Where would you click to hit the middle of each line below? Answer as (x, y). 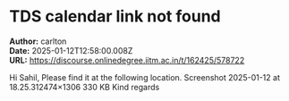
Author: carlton (38, 41)
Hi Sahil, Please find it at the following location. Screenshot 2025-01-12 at (144, 77)
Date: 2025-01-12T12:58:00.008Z (71, 50)
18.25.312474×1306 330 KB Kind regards (85, 87)
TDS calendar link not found (115, 17)
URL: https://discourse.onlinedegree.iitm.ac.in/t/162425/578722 (127, 60)
